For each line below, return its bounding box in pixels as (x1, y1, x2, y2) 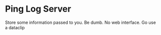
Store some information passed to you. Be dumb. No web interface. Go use (5, 19, 156, 25)
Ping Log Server (5, 3, 72, 15)
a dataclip (5, 24, 25, 30)
